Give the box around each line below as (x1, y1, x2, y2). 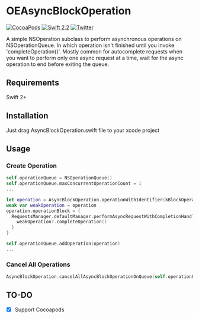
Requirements (6, 78, 59, 88)
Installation (6, 111, 49, 121)
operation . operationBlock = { (6, 208, 81, 214)
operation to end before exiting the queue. (6, 61, 110, 68)
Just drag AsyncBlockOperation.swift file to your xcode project (6, 127, 160, 134)
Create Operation (6, 162, 57, 170)
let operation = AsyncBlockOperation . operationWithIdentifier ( (6, 197, 166, 203)
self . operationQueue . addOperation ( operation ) (6, 241, 120, 247)
